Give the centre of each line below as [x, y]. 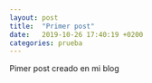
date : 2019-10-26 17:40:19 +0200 [76, 34]
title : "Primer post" [52, 26]
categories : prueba [46, 43]
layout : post [34, 18]
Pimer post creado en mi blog [64, 69]
